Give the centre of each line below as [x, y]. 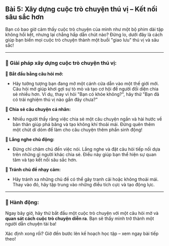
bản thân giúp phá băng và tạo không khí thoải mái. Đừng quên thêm [83, 125]
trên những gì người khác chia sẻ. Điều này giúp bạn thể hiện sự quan [84, 155]
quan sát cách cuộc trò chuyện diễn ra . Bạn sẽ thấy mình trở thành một [80, 218]
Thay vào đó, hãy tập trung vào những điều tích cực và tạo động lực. [83, 185]
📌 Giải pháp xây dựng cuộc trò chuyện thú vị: [61, 63]
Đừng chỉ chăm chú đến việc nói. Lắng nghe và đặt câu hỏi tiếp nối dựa [86, 149]
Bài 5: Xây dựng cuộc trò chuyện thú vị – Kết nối [81, 9]
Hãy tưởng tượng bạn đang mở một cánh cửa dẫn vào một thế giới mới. [86, 84]
